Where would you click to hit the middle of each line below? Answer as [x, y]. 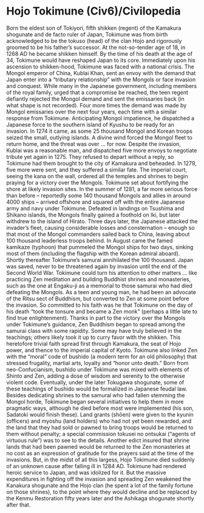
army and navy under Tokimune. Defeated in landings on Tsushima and [95, 208]
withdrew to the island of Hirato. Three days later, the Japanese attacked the [102, 221]
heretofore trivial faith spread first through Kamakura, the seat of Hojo [93, 343]
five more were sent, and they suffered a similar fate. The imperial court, [97, 169]
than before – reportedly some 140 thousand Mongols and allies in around [99, 195]
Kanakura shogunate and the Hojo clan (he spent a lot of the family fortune [100, 485]
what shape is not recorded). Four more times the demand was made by [97, 105]
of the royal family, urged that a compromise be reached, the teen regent [97, 92]
